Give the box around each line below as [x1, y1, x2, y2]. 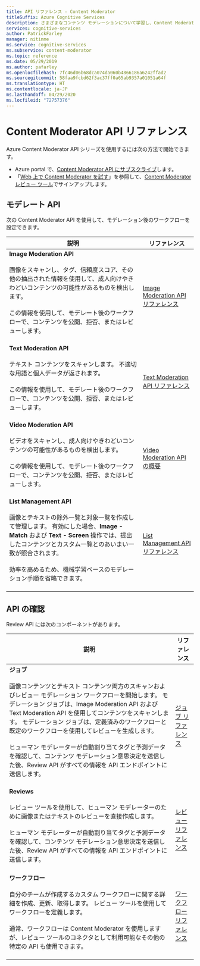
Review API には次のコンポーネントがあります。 [6, 621, 124, 628]
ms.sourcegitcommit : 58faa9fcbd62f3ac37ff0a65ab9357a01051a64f [6, 75, 167, 81]
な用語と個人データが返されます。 [9, 369, 104, 378]
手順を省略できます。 [27, 575, 86, 583]
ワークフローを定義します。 [9, 908, 86, 917]
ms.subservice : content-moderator [6, 48, 92, 54]
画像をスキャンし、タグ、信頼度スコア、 [9, 266, 122, 274]
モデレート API [6, 199, 61, 209]
